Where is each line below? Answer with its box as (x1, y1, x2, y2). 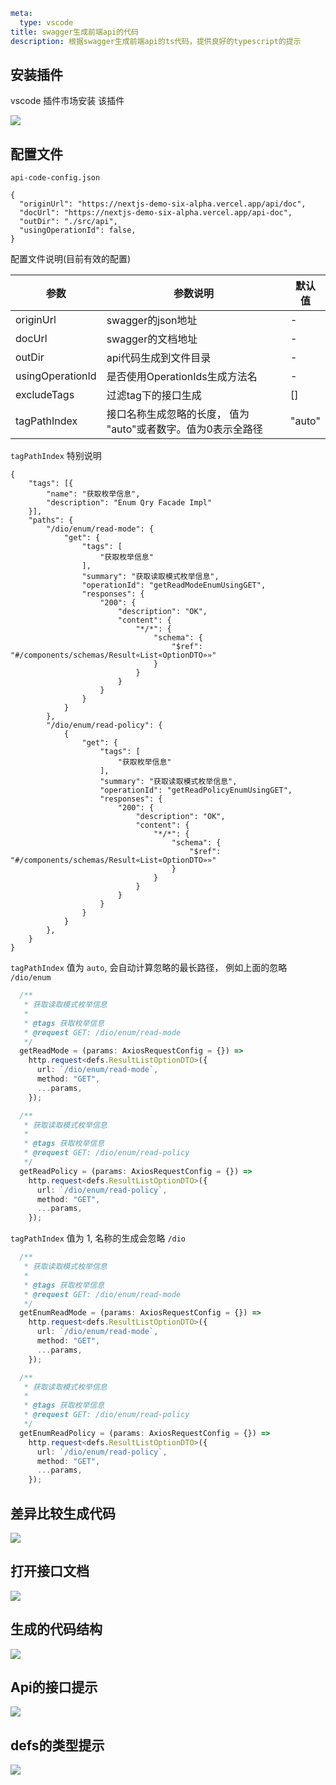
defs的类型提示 (10, 1737, 105, 1754)
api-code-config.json (10, 173, 101, 183)
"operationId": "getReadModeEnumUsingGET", (81, 580, 267, 591)
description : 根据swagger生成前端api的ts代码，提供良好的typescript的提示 (10, 36, 302, 46)
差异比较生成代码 (10, 1505, 116, 1522)
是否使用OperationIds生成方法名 (106, 370, 258, 384)
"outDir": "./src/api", (19, 217, 118, 227)
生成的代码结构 (10, 1621, 103, 1638)
